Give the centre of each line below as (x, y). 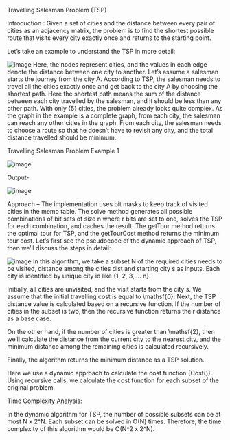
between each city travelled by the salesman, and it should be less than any (114, 101)
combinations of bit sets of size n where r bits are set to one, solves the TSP (115, 219)
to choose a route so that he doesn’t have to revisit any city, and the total (110, 130)
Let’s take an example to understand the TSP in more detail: (91, 51)
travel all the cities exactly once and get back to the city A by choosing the (113, 86)
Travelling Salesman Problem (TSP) (57, 10)
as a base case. (29, 318)
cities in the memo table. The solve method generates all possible (100, 211)
